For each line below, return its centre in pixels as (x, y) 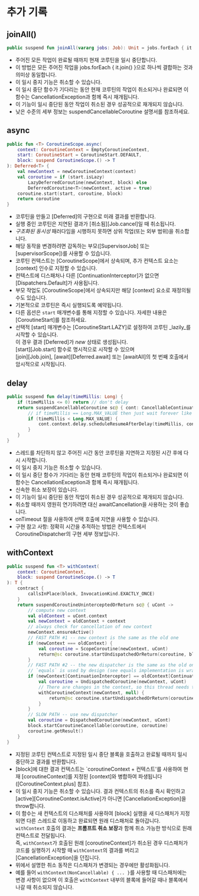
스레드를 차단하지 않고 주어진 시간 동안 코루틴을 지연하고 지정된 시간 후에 (99, 452)
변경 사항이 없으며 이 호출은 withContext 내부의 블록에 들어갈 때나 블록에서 (101, 879)
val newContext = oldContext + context (77, 621)
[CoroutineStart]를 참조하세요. (51, 320)
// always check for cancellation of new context (90, 627)
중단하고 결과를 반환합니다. (46, 761)
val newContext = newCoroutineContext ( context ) (77, 172)
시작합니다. (35, 460)
